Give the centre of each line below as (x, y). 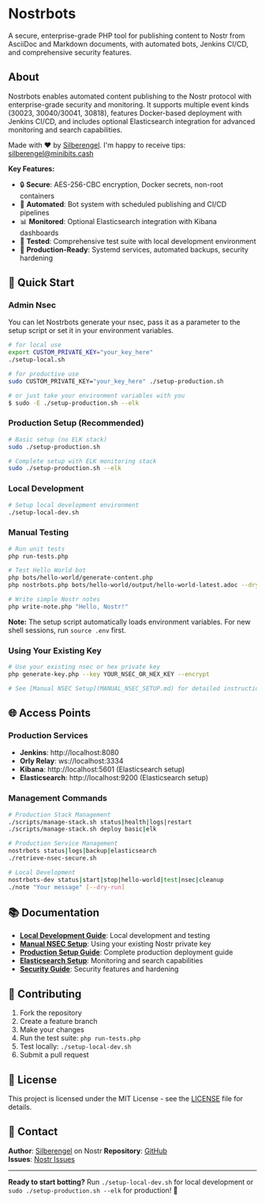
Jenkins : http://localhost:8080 (69, 753)
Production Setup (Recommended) (76, 423)
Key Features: (32, 168)
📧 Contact (33, 1132)
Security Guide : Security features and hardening (99, 969)
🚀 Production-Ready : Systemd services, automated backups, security (134, 249)
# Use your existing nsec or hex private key (84, 667)
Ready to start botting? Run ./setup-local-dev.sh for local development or (131, 1182)
